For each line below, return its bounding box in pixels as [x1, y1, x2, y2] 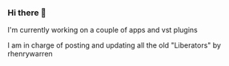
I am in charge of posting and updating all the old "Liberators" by [7, 41, 222, 50]
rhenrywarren [7, 49, 53, 59]
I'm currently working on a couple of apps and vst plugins [7, 25, 198, 35]
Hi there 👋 [7, 7, 47, 18]
